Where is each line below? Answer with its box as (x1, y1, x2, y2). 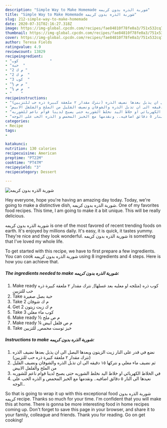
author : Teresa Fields (5, 40, 52, 45)
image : (5, 26, 19, 31)
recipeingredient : (5, 53, 43, 59)
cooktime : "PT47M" (5, 160, 43, 165)
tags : (5, 128, 16, 133)
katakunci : (5, 142, 28, 147)
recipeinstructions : (5, 95, 48, 100)
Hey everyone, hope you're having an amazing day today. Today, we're (5, 197, 151, 203)
